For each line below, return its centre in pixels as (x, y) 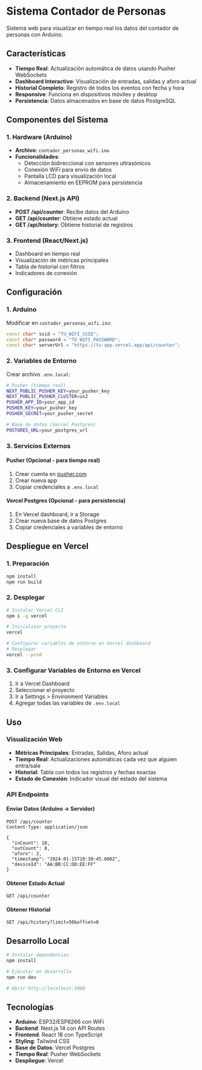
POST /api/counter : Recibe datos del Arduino (72, 212)
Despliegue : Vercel (39, 1061)
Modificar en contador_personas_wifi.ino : (59, 323)
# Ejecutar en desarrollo (39, 971)
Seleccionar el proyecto (45, 690)
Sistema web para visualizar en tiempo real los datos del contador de (93, 28)
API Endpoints (28, 794)
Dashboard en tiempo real (48, 254)
